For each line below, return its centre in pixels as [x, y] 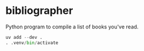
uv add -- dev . [24, 37]
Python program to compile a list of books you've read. [72, 27]
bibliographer [39, 11]
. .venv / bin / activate [32, 43]
